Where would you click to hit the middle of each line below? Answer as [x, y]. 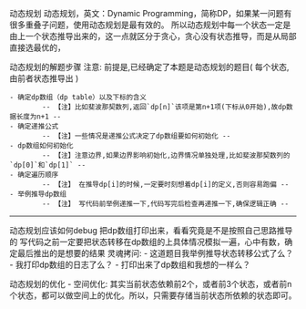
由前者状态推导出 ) [44, 78]
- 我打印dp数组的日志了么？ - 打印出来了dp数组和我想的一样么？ [130, 264]
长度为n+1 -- [39, 117]
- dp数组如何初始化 [41, 146]
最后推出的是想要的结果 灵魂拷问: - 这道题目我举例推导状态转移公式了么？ [155, 253]
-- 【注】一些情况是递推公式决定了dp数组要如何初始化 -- [137, 136]
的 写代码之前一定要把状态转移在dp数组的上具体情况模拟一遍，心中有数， [147, 242]
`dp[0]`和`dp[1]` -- [48, 165]
